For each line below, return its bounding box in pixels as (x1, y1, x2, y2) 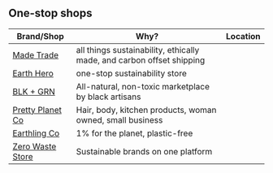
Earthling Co (12, 128, 60, 139)
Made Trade (12, 49, 59, 60)
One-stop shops (8, 6, 93, 20)
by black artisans (76, 91, 141, 102)
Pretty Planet (12, 104, 63, 115)
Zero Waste (12, 141, 57, 152)
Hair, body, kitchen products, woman (76, 104, 217, 115)
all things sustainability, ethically (76, 44, 200, 55)
